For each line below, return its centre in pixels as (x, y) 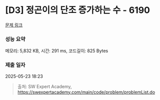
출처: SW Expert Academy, (44, 86)
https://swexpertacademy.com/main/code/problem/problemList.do (86, 92)
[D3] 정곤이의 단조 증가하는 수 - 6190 (77, 10)
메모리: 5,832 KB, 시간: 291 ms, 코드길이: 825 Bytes (57, 51)
